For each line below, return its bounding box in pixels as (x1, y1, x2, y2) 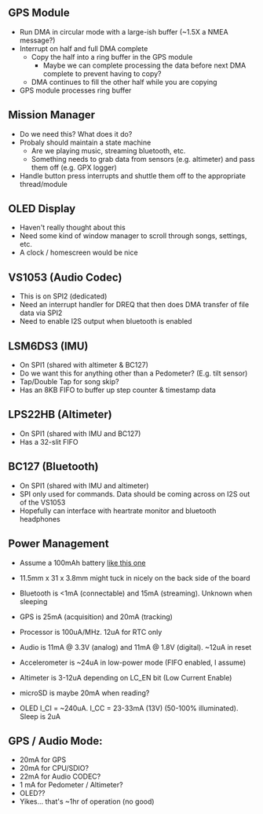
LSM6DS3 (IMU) (8, 339, 89, 353)
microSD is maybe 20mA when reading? (19, 687, 150, 698)
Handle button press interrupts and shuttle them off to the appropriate (19, 170, 246, 180)
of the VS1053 (19, 497, 66, 507)
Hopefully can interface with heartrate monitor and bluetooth (19, 506, 217, 515)
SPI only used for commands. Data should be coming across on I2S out (19, 489, 250, 498)
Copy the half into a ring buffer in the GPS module (31, 52, 193, 61)
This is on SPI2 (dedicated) (19, 291, 108, 301)
